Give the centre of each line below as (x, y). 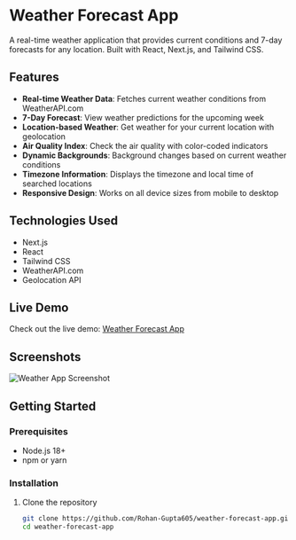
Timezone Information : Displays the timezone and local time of (138, 174)
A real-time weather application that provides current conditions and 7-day (146, 40)
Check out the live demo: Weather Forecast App (97, 329)
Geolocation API (51, 279)
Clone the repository (59, 503)
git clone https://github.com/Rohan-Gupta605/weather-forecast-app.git (157, 519)
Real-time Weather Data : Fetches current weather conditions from (144, 98)
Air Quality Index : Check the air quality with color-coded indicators (145, 145)
